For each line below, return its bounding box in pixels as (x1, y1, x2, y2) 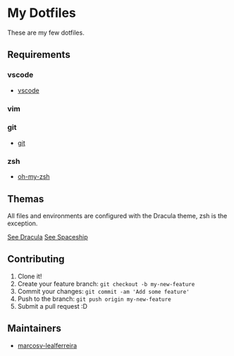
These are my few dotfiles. (7, 28, 85, 37)
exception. (7, 219, 38, 227)
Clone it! (17, 272, 42, 280)
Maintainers (7, 323, 62, 335)
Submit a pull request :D (17, 302, 88, 310)
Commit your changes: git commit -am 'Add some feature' (17, 287, 190, 295)
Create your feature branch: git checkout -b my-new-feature (17, 279, 195, 287)
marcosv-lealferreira (17, 341, 78, 350)
